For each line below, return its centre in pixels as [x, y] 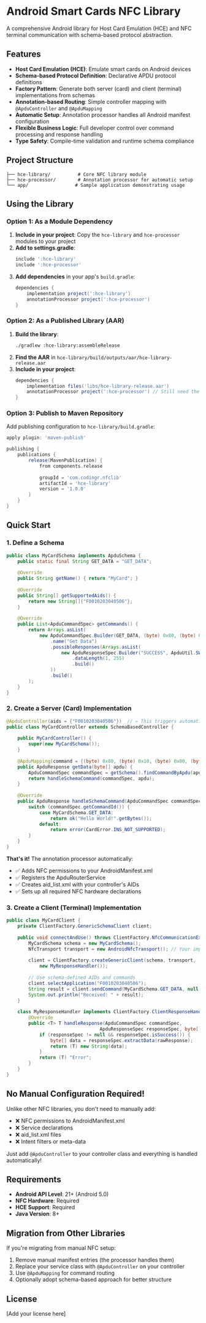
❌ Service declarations [44, 1128]
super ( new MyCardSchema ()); [64, 744]
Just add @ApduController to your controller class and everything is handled [102, 1153]
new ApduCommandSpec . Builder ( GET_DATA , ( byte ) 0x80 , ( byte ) [117, 635]
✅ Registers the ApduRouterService [60, 877]
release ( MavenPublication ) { [66, 460]
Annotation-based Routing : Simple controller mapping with [91, 101]
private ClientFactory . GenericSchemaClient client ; [85, 926]
